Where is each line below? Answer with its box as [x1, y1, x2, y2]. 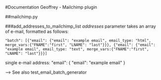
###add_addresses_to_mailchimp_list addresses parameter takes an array [5, 23, 157, 29]
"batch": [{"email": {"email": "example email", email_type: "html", [5, 38, 152, 43]
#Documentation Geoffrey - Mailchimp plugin [5, 4, 97, 10]
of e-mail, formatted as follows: [5, 29, 69, 34]
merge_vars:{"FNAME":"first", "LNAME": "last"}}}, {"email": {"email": [5, 42, 156, 47]
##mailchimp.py [5, 14, 38, 19]
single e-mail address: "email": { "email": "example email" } [5, 60, 125, 66]
